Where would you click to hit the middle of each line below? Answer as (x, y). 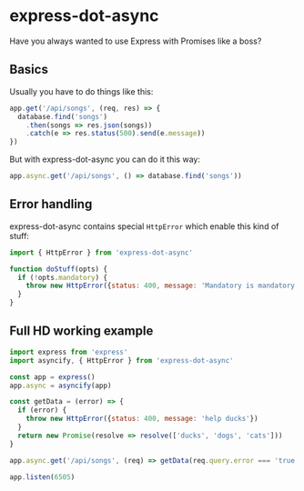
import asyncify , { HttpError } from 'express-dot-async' (122, 360)
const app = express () (52, 377)
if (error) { (42, 410)
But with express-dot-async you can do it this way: (105, 159)
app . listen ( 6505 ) (42, 477)
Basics (29, 70)
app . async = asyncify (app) (61, 386)
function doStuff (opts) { (58, 269)
